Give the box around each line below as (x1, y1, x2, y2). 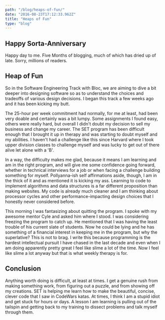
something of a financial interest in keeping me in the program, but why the (5, 229, 158, 235)
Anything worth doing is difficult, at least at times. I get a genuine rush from (5, 278, 159, 283)
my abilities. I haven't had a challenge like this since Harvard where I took (5, 136, 154, 142)
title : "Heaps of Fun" (5, 16, 52, 21)
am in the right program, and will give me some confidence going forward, (5, 161, 156, 168)
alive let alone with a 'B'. (5, 147, 54, 153)
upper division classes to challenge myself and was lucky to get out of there (5, 142, 160, 148)
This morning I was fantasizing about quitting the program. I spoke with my (5, 208, 157, 214)
